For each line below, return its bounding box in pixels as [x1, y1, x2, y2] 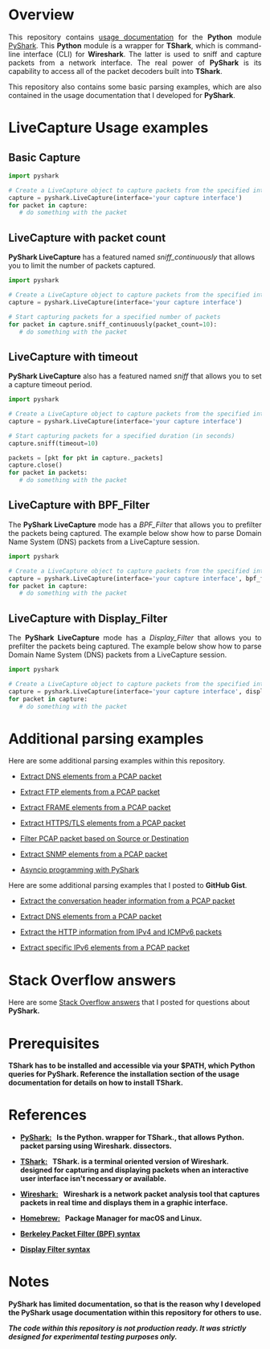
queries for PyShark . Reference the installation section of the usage [8, 1069, 239, 1079]
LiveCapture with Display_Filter [8, 611, 168, 625]
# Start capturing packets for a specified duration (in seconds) [8, 431, 235, 439]
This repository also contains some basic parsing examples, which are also [8, 82, 262, 92]
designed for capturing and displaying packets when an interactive [19, 1165, 249, 1175]
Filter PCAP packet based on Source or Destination [19, 834, 189, 844]
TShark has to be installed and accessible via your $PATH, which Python [8, 1061, 256, 1070]
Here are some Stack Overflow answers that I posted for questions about [8, 998, 251, 1008]
